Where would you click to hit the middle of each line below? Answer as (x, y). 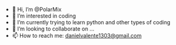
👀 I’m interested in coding (44, 16)
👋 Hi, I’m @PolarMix (37, 9)
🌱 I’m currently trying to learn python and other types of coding (91, 22)
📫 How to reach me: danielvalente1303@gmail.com (77, 36)
